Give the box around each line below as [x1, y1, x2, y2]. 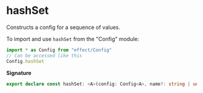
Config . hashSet [6, 58, 45, 64]
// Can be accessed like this [6, 53, 83, 59]
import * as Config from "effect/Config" [6, 46, 112, 53]
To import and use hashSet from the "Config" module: [6, 35, 140, 42]
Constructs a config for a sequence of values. [6, 24, 121, 31]
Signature [6, 69, 32, 76]
